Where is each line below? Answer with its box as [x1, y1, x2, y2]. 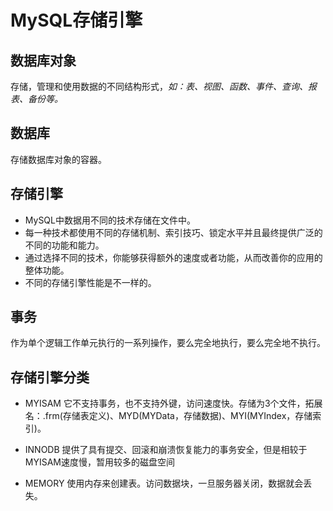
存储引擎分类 [10, 369, 90, 386]
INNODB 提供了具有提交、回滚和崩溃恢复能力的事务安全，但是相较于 [24, 444, 308, 456]
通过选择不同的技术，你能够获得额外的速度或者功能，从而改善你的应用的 [24, 251, 323, 263]
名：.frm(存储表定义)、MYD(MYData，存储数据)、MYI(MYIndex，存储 [24, 410, 313, 422]
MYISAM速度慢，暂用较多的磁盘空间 [24, 456, 175, 468]
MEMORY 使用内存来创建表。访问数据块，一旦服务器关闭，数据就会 [24, 477, 304, 490]
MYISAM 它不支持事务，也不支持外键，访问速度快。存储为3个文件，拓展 [24, 397, 323, 410]
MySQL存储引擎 [10, 9, 143, 32]
